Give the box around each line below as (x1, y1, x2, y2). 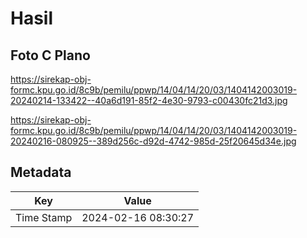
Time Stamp (15, 210, 73, 224)
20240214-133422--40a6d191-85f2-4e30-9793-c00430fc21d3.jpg (10, 95, 288, 106)
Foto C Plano (10, 47, 91, 64)
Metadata (10, 164, 72, 181)
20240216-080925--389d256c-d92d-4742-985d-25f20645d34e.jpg (10, 135, 297, 147)
